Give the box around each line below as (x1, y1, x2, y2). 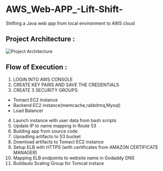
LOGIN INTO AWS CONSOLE (13, 76, 73, 82)
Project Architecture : (6, 35, 75, 43)
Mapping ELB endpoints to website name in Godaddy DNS (13, 155, 135, 161)
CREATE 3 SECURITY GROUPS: (13, 87, 79, 93)
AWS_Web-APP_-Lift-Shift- (6, 4, 123, 15)
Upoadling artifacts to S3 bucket (13, 133, 81, 139)
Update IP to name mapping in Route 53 (13, 123, 97, 129)
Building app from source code (13, 128, 78, 134)
